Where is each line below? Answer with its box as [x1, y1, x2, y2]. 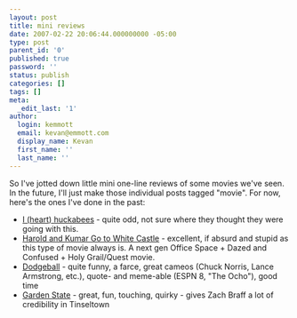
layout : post [9, 12, 58, 22]
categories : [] [9, 79, 66, 88]
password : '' [9, 63, 58, 72]
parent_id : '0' [9, 46, 66, 55]
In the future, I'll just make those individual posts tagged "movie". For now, [9, 187, 282, 198]
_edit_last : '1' [17, 104, 77, 113]
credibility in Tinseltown [21, 298, 110, 309]
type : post [9, 37, 50, 47]
